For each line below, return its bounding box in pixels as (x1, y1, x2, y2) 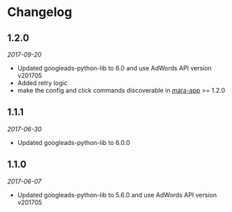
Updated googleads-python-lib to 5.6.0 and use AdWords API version (17, 190, 217, 199)
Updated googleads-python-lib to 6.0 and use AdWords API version (17, 64, 212, 72)
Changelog (7, 4, 72, 20)
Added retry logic (17, 79, 68, 87)
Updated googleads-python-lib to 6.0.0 (17, 138, 130, 146)
